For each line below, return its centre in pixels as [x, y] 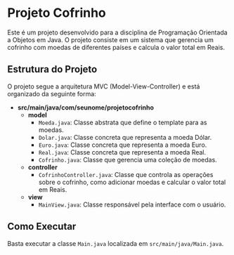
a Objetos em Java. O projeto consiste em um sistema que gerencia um [111, 39]
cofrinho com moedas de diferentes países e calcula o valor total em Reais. [116, 47]
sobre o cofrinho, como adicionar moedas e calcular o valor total [132, 182]
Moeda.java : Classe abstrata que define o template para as [123, 122]
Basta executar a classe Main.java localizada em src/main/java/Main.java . [116, 243]
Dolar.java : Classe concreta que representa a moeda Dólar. [125, 137]
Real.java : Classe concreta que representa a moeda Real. [122, 152]
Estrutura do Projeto [52, 69]
